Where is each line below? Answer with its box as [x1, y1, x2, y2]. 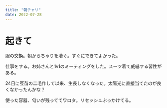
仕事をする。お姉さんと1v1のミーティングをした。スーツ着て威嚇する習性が [5, 63, 162, 69]
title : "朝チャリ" [5, 7, 41, 13]
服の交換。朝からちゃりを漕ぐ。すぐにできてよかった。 [5, 53, 120, 59]
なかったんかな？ [9, 86, 46, 93]
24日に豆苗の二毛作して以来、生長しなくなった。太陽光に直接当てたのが [5, 80, 157, 86]
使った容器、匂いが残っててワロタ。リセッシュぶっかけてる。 [5, 97, 134, 103]
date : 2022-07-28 [5, 12, 42, 17]
